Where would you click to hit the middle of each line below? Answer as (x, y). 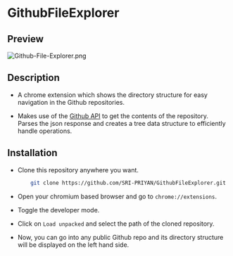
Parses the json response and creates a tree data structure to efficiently (122, 123)
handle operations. (45, 131)
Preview (26, 39)
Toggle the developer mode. (58, 210)
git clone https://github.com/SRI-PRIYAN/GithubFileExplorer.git (128, 183)
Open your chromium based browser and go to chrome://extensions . (117, 196)
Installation (32, 153)
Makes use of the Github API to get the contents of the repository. (113, 116)
